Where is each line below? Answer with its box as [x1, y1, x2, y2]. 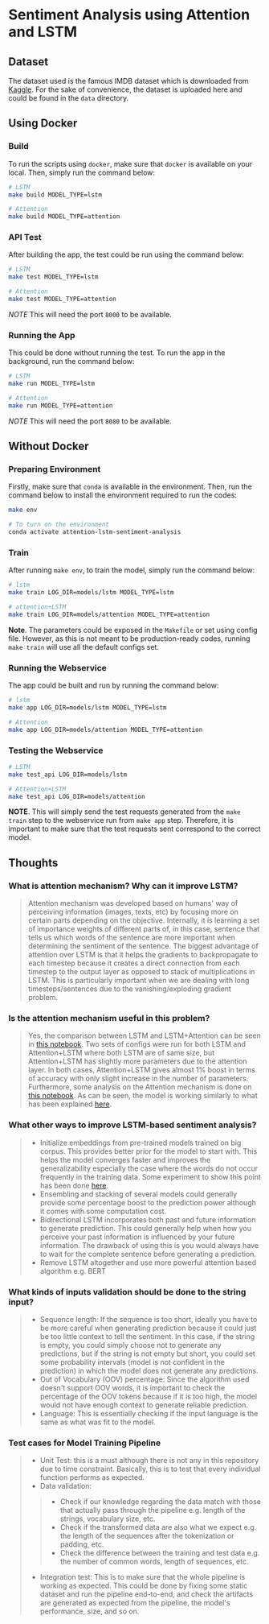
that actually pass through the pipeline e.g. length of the [59, 1506, 246, 1515]
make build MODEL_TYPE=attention [8, 213, 120, 221]
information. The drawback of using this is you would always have [39, 1240, 259, 1250]
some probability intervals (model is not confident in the [39, 1357, 225, 1367]
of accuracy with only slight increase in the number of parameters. [27, 1073, 249, 1084]
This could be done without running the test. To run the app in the [8, 348, 226, 357]
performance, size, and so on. [39, 1606, 140, 1616]
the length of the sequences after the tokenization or [59, 1531, 234, 1541]
